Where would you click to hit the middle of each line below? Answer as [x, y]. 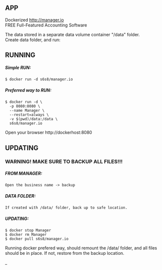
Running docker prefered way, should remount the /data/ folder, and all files [81, 248]
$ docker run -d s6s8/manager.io [39, 79]
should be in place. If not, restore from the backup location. [65, 253]
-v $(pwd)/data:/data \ [33, 119]
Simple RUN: [18, 67]
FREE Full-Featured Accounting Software [46, 25]
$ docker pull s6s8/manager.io [37, 239]
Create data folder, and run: [33, 40]
